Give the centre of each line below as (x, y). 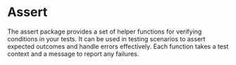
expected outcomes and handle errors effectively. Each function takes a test (118, 46)
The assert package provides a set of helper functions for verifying (105, 31)
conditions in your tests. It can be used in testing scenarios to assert (106, 38)
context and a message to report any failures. (73, 54)
